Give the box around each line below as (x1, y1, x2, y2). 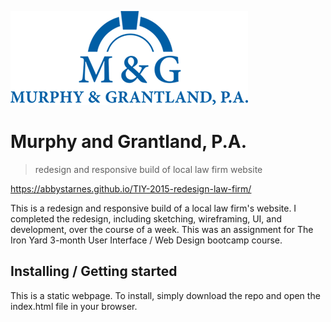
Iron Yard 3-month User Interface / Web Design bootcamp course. (10, 234, 283, 246)
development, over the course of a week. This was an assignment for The (10, 223, 314, 235)
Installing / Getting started (10, 263, 178, 280)
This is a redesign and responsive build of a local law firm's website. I (10, 202, 297, 214)
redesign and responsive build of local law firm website (34, 163, 263, 175)
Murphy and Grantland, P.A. (10, 131, 248, 153)
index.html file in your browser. (10, 300, 138, 312)
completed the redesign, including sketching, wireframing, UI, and (10, 212, 283, 225)
